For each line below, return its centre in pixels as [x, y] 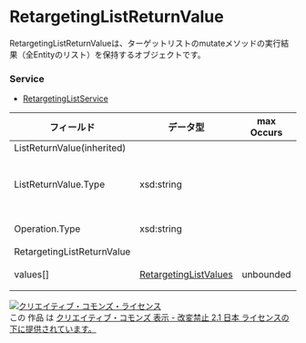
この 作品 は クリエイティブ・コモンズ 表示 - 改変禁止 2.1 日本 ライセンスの [149, 317]
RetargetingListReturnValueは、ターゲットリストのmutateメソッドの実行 [145, 43]
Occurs [266, 132]
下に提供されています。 [53, 329]
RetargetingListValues [187, 275]
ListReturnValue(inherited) [70, 148]
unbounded [266, 275]
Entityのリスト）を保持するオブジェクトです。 [119, 54]
